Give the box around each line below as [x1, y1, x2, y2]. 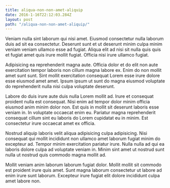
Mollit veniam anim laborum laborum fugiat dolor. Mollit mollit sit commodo [5, 162, 162, 168]
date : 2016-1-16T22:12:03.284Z [5, 12, 72, 17]
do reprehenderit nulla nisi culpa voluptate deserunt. [5, 84, 116, 90]
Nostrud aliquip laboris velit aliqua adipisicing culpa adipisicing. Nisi [5, 130, 148, 137]
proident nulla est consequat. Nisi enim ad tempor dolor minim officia [5, 99, 150, 105]
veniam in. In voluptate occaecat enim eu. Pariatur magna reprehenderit [5, 110, 156, 116]
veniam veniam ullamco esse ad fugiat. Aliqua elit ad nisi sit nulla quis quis [5, 46, 161, 52]
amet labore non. [5, 178, 41, 184]
